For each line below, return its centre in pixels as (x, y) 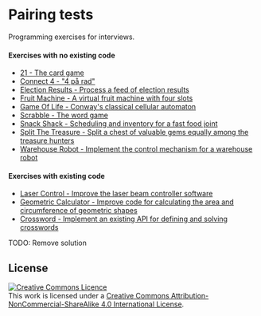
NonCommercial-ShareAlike (54, 304)
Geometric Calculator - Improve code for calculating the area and (127, 202)
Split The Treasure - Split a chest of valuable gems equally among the (134, 132)
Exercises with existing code (56, 176)
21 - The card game (52, 73)
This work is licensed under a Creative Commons (89, 296)
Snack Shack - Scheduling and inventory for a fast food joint (119, 124)
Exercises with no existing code (62, 55)
